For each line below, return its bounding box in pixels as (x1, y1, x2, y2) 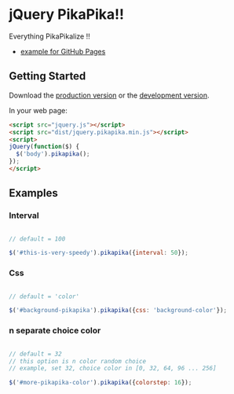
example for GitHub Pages (20, 46, 106, 56)
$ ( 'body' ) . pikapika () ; (16, 150, 90, 158)
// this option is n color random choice (9, 357, 147, 365)
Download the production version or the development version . (9, 90, 210, 100)
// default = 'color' (9, 293, 80, 300)
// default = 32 (9, 350, 62, 358)
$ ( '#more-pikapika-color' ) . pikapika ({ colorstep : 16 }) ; (9, 379, 192, 387)
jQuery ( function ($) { (9, 143, 80, 151)
